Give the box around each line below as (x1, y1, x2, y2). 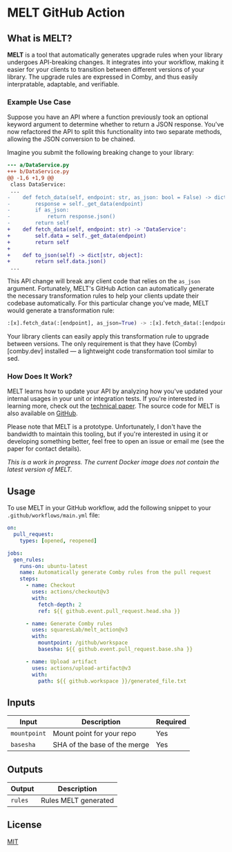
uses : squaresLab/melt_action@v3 (32, 627, 128, 634)
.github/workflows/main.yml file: (7, 511, 100, 520)
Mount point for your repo (52, 729, 137, 739)
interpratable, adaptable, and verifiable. (7, 80, 119, 88)
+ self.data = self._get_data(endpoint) (7, 232, 147, 239)
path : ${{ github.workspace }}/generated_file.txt (37, 677, 187, 685)
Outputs (7, 764, 43, 775)
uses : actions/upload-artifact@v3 (32, 665, 131, 672)
